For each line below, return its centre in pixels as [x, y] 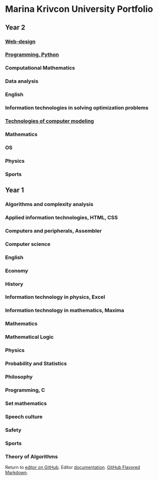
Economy [17, 271]
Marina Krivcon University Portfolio [79, 9]
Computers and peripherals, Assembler [54, 231]
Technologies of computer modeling [50, 121]
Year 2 [15, 27]
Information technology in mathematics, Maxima [65, 310]
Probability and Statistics [36, 364]
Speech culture [24, 417]
